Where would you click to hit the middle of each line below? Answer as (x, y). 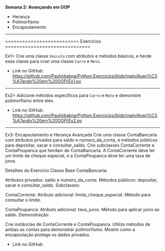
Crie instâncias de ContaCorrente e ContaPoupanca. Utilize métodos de (78, 224)
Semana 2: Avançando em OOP (38, 7)
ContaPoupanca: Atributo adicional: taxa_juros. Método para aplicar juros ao (82, 209)
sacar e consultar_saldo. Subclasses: (42, 185)
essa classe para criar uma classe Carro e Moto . (53, 61)
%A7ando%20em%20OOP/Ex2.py (47, 121)
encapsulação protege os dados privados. (48, 235)
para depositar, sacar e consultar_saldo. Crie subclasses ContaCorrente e (80, 145)
